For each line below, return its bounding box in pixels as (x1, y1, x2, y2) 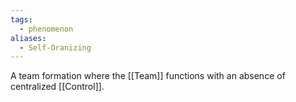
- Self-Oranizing (19, 42, 92, 53)
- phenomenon (19, 24, 74, 34)
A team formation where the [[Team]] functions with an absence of (10, 70, 286, 82)
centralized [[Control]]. (10, 81, 105, 93)
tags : (10, 14, 33, 25)
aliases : (10, 33, 47, 43)
